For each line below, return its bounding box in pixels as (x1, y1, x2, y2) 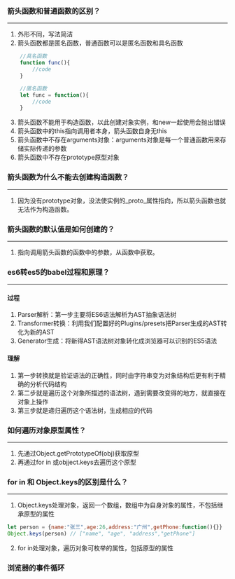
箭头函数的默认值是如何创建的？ (7, 224, 115, 234)
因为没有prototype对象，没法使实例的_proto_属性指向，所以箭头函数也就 (17, 196, 226, 205)
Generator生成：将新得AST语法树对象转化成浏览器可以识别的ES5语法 (17, 336, 218, 345)
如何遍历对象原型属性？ (7, 425, 86, 435)
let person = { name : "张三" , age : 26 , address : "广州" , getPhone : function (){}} (7, 524, 222, 531)
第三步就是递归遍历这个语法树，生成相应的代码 (17, 406, 152, 414)
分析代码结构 (29, 380, 67, 388)
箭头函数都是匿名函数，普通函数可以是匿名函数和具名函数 (17, 39, 183, 47)
